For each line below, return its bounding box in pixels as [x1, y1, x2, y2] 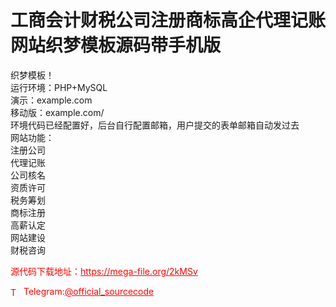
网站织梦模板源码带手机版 [10, 34, 222, 57]
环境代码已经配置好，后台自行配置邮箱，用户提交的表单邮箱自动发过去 [10, 119, 300, 131]
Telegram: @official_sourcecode [23, 285, 155, 297]
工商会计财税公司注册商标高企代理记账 [10, 9, 327, 32]
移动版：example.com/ [10, 106, 105, 118]
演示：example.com [10, 94, 93, 106]
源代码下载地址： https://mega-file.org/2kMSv [10, 265, 198, 277]
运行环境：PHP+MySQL [10, 81, 108, 93]
